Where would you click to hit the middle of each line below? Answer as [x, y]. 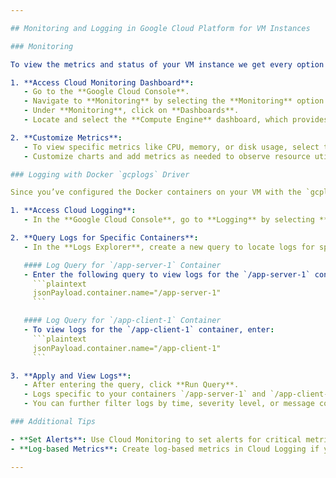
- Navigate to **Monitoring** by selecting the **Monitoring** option [174, 101]
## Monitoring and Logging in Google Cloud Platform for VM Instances [160, 28]
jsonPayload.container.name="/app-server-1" [127, 293]
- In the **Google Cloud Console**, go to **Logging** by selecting [169, 220]
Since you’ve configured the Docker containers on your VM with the [156, 192]
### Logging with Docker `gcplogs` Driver [100, 174]
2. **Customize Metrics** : [66, 137]
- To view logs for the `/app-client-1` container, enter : [149, 330]
